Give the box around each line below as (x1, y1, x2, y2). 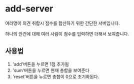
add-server (5, 3, 53, 14)
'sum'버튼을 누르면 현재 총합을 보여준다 (12, 67, 90, 73)
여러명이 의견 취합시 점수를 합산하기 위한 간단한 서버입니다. (5, 20, 120, 26)
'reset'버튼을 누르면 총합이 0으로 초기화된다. (12, 73, 99, 79)
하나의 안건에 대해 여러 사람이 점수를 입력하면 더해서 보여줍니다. (5, 30, 129, 36)
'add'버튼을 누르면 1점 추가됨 (12, 61, 69, 67)
